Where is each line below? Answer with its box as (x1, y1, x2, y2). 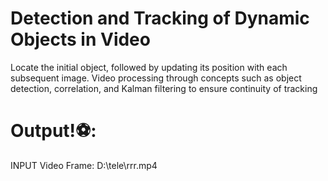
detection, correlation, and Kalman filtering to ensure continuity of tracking (10, 82, 318, 94)
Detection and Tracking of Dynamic (10, 7, 310, 30)
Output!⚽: (10, 120, 97, 142)
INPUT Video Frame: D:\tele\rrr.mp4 (10, 159, 158, 171)
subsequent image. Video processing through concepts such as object (10, 72, 302, 84)
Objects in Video (10, 28, 151, 51)
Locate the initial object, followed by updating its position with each (10, 61, 288, 73)
